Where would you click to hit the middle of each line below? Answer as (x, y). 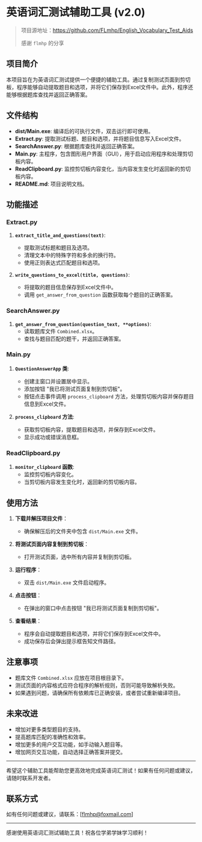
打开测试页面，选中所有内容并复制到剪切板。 (79, 557)
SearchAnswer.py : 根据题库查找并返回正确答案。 (76, 146)
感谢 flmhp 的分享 (42, 43)
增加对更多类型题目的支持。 (49, 729)
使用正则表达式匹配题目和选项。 (63, 263)
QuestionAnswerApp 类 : (42, 368)
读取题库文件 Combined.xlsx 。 (61, 331)
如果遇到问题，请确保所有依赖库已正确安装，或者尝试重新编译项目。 (99, 693)
